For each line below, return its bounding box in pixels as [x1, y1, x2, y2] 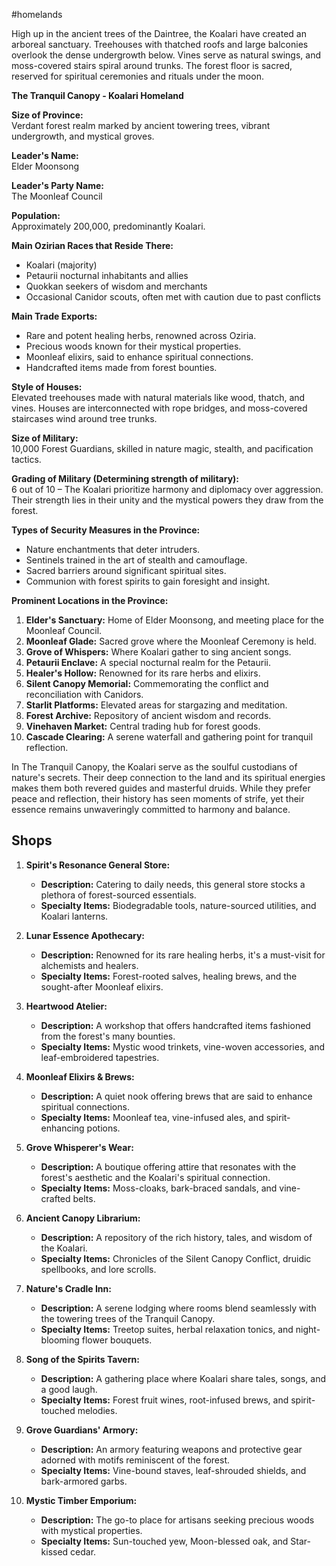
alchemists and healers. [40, 959, 139, 971]
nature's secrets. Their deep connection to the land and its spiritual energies [11, 772, 326, 783]
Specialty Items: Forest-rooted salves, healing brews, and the [40, 970, 298, 982]
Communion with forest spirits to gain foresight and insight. [25, 575, 271, 587]
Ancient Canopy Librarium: [25, 1212, 141, 1224]
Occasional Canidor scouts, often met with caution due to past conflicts [25, 291, 321, 303]
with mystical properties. [40, 1524, 143, 1536]
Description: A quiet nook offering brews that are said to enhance [40, 1090, 313, 1102]
